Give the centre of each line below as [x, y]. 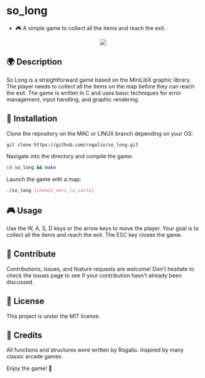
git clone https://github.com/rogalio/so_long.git [72, 145]
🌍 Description [34, 62]
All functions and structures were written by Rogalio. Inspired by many [95, 350]
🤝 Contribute [31, 254]
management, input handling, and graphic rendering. [73, 99]
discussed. [20, 282]
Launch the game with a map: [44, 179]
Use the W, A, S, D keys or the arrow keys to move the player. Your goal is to [103, 228]
